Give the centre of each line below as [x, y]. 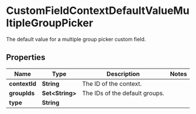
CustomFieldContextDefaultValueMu [98, 11]
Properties [26, 57]
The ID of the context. [112, 84]
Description [123, 74]
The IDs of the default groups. [123, 93]
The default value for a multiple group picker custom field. [76, 39]
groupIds [22, 93]
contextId [23, 84]
